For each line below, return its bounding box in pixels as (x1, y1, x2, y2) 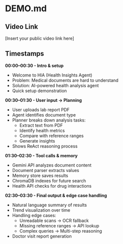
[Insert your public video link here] (5, 35, 74, 41)
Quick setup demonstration (12, 88, 67, 94)
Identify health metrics (19, 127, 65, 133)
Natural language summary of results (12, 202, 87, 208)
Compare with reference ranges (19, 133, 84, 139)
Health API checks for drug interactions (12, 183, 92, 189)
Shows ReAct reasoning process (12, 143, 78, 149)
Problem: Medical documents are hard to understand (12, 77, 119, 83)
